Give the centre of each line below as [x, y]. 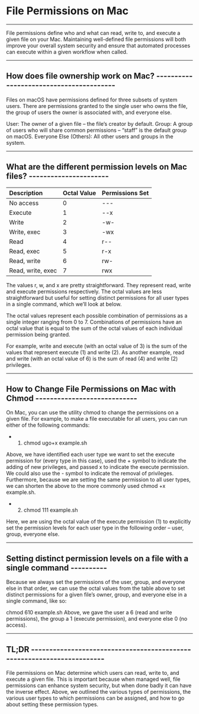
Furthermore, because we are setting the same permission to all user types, [99, 480]
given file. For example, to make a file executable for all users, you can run [97, 419]
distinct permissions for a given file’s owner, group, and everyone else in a [97, 595]
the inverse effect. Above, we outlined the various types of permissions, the [99, 692]
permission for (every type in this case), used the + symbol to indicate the [96, 461]
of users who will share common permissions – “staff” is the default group [96, 130]
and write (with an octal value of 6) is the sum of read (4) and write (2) [92, 358]
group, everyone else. [33, 534]
